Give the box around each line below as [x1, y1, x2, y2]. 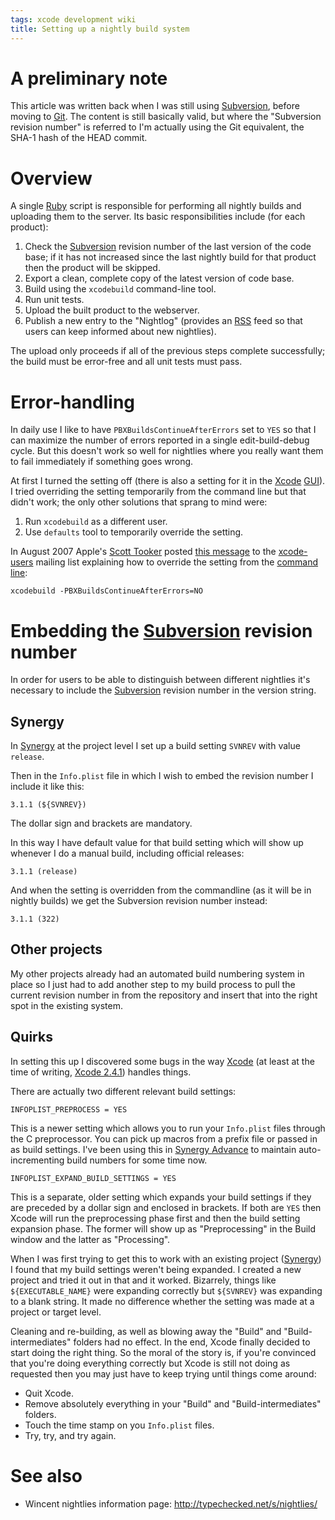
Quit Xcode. [24, 1387, 75, 1399]
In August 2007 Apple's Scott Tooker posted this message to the [10, 546, 277, 558]
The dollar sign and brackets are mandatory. [10, 817, 193, 830]
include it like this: [10, 781, 85, 793]
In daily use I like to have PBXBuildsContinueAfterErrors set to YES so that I [10, 424, 317, 436]
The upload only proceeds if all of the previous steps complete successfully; [10, 345, 326, 357]
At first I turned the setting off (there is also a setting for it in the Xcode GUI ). [10, 475, 326, 487]
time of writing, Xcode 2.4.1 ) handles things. [10, 1066, 192, 1078]
